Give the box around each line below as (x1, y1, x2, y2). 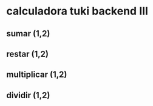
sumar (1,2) (6, 28, 50, 39)
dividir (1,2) (6, 90, 50, 101)
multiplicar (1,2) (6, 70, 67, 80)
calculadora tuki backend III (6, 4, 149, 18)
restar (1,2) (6, 48, 49, 59)
